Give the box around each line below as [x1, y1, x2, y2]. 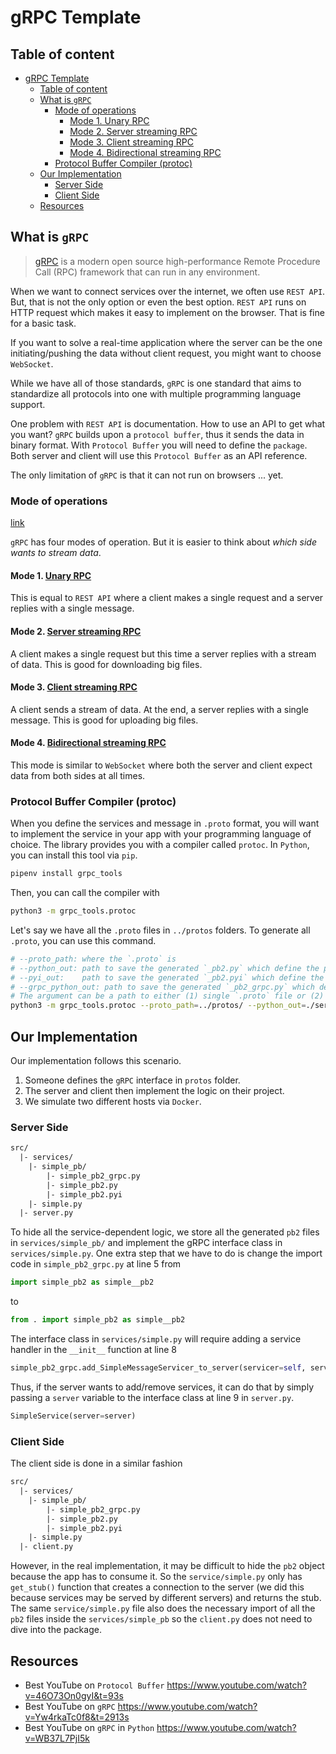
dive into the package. [10, 1624, 102, 1636]
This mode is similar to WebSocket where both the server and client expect [10, 759, 313, 771]
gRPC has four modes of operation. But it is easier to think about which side [10, 536, 318, 548]
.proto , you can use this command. [10, 934, 157, 946]
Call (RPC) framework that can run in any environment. [34, 266, 261, 278]
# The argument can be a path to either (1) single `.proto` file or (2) [10, 991, 325, 1001]
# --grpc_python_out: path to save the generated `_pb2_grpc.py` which [10, 982, 315, 992]
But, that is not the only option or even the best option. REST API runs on [10, 296, 307, 308]
